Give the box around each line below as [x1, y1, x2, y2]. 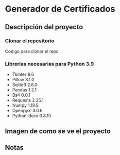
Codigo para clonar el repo [5, 48, 59, 54]
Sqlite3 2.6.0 [12, 82, 38, 88]
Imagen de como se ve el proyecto [5, 127, 111, 135]
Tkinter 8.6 [12, 71, 34, 77]
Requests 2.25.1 [12, 97, 44, 103]
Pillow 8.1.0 [12, 77, 34, 83]
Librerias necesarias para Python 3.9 [5, 60, 94, 67]
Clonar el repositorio [5, 37, 54, 44]
